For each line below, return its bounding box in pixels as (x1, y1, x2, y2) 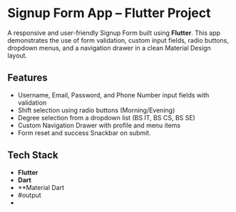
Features (7, 72, 48, 84)
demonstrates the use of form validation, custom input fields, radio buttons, (7, 36, 230, 44)
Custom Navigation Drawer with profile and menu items (17, 121, 180, 129)
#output (17, 191, 41, 199)
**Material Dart (17, 183, 64, 191)
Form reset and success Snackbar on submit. (17, 128, 151, 137)
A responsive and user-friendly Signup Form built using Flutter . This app (7, 28, 221, 37)
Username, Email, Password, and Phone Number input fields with (17, 90, 210, 99)
